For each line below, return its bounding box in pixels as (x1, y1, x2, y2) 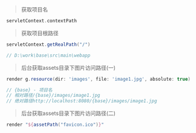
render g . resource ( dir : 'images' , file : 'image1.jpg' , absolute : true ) (6, 76, 191, 82)
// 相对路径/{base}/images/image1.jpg (6, 93, 101, 99)
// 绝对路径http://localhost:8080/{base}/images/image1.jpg (6, 98, 157, 104)
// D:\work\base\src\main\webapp (6, 52, 91, 58)
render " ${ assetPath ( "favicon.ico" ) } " (6, 122, 104, 128)
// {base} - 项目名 (6, 87, 53, 93)
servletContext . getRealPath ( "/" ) (6, 42, 91, 48)
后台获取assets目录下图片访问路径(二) (21, 110, 116, 117)
